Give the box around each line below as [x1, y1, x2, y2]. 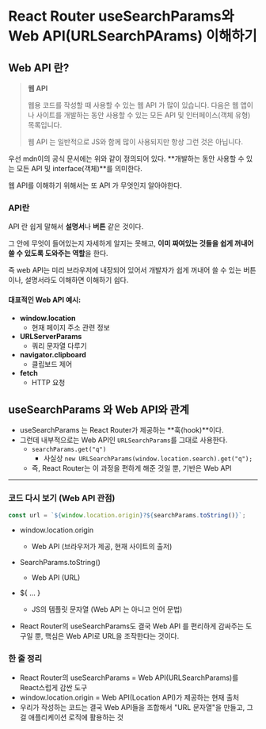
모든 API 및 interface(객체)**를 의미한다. [16, 164, 142, 173]
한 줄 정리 [8, 653, 42, 664]
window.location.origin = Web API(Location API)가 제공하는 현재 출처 [19, 693, 240, 702]
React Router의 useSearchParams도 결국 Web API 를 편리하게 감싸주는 [19, 621, 244, 631]
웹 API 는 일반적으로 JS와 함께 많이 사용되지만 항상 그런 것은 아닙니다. [27, 137, 244, 147]
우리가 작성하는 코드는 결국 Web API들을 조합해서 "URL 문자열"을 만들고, [19, 702, 245, 712]
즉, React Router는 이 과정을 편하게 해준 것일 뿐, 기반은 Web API [31, 464, 232, 473]
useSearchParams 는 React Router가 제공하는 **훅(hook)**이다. [19, 426, 224, 435]
